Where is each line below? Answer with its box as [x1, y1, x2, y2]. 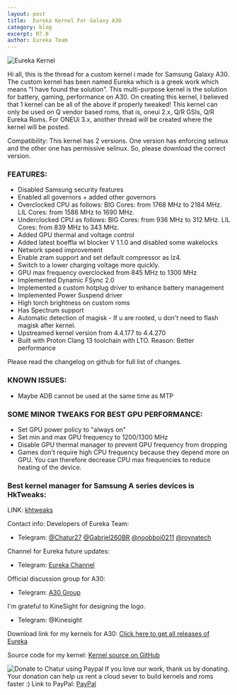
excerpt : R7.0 [7, 30, 50, 38]
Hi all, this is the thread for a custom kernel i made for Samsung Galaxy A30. [7, 70, 230, 79]
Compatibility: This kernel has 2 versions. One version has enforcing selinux [7, 136, 229, 146]
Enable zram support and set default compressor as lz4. [17, 253, 182, 262]
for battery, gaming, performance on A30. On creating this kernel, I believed [7, 93, 229, 102]
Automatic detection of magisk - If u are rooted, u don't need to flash [17, 314, 219, 322]
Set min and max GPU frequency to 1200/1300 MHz [17, 433, 168, 442]
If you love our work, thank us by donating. [105, 664, 230, 673]
